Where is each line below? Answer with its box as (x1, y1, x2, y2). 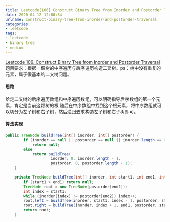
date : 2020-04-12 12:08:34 (5, 12, 62, 17)
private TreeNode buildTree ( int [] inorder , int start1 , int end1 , (14, 175, 157, 180)
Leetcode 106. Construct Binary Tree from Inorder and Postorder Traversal (5, 59, 160, 65)
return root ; (23, 208, 51, 213)
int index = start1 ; (23, 189, 67, 194)
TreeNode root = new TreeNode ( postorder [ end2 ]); (23, 184, 128, 189)
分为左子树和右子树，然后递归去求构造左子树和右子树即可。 (14, 108, 138, 114)
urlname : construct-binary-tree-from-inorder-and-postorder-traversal (5, 17, 157, 22)
